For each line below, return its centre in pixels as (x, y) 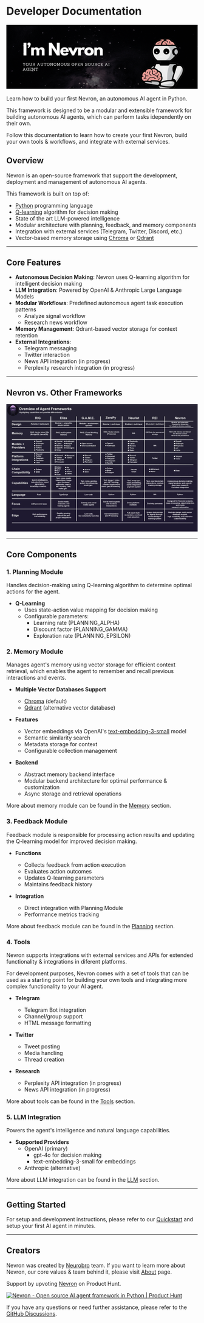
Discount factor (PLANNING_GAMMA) (80, 629)
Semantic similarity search (57, 738)
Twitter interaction (47, 355)
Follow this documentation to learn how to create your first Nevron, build (97, 135)
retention (26, 336)
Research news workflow (56, 323)
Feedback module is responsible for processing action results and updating (101, 834)
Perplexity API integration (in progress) (73, 1083)
